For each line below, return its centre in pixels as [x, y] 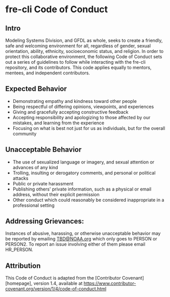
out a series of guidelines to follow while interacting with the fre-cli [76, 62]
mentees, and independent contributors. [48, 73]
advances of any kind [35, 167]
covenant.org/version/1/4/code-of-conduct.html [56, 289]
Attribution [23, 266]
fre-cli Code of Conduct [57, 9]
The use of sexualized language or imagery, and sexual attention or [83, 162]
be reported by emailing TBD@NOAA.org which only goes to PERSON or [81, 239]
